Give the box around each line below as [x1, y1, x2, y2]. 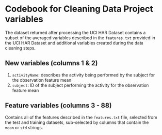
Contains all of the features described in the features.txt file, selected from [5, 114, 158, 120]
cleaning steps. [5, 45, 35, 51]
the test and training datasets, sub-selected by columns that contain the [5, 120, 149, 125]
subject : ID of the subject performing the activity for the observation [12, 82, 149, 88]
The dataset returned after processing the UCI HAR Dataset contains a [5, 30, 146, 35]
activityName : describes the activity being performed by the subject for [12, 72, 155, 78]
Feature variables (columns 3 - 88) [5, 102, 112, 110]
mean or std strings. [5, 124, 43, 130]
